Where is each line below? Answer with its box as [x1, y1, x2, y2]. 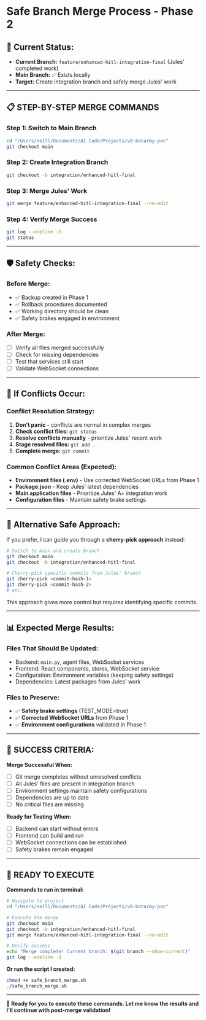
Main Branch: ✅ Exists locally [15, 71, 91, 78]
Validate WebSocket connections [15, 365, 99, 372]
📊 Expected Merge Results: [6, 623, 115, 633]
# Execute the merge [6, 914, 59, 921]
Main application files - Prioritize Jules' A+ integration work [15, 489, 167, 497]
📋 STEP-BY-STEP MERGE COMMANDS [6, 103, 159, 113]
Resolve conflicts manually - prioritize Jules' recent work [15, 434, 162, 442]
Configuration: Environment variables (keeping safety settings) [15, 671, 174, 679]
